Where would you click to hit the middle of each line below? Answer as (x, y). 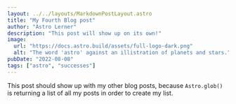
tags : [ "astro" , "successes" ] (52, 66)
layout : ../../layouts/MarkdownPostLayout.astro (80, 14)
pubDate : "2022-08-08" (40, 59)
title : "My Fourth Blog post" (52, 20)
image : (17, 40)
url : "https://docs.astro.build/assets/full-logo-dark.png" (103, 46)
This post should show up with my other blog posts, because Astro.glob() (115, 85)
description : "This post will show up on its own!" (84, 33)
